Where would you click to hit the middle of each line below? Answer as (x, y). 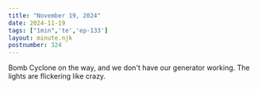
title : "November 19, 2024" (55, 15)
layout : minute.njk (40, 38)
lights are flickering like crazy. (57, 76)
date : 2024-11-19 (37, 23)
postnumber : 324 (35, 45)
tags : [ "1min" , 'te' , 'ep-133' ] (58, 30)
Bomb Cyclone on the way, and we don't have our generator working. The (129, 68)
